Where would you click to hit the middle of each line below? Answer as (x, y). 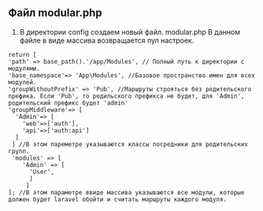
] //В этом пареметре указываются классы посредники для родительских (130, 144)
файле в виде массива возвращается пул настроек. (107, 40)
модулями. (24, 68)
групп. (19, 151)
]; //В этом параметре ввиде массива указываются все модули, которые (126, 192)
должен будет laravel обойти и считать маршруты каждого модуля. (117, 199)
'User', (42, 172)
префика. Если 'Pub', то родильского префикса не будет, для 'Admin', (126, 96)
